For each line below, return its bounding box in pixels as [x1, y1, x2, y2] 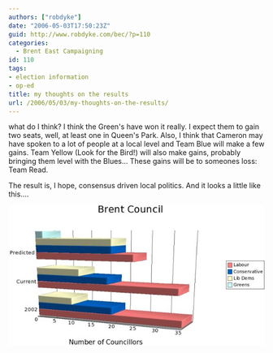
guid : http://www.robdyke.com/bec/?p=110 [8, 30, 151, 38]
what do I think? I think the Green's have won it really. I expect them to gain [8, 122, 260, 131]
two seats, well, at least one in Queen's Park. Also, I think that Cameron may [8, 131, 263, 140]
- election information [8, 73, 89, 81]
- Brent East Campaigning [15, 47, 104, 56]
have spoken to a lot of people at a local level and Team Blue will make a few [8, 139, 265, 149]
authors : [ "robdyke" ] [8, 13, 82, 21]
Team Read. [8, 165, 49, 174]
